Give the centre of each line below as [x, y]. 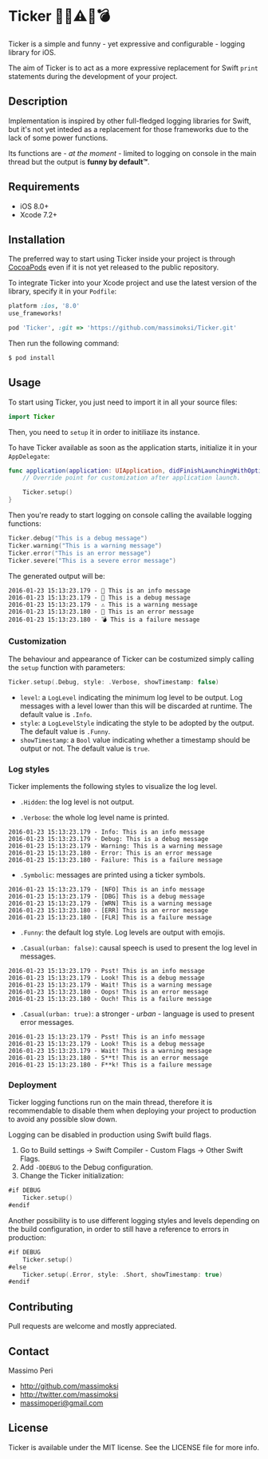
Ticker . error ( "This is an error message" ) [80, 553]
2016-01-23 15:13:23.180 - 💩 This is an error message [101, 612]
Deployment [33, 1085]
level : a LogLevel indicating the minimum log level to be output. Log [131, 697]
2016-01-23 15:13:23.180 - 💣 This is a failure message [104, 620]
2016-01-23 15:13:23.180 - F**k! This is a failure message [110, 1065]
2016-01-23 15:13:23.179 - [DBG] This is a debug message [106, 897]
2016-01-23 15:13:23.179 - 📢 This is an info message [100, 590]
